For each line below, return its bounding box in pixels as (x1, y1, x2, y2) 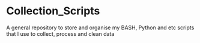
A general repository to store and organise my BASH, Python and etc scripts (6, 24, 195, 31)
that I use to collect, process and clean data (6, 30, 115, 37)
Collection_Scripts (6, 4, 100, 18)
